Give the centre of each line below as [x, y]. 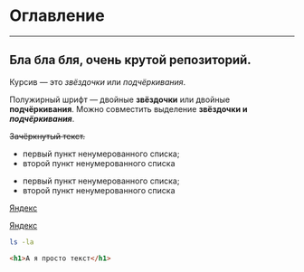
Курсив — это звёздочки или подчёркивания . [98, 81]
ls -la [22, 242]
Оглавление [57, 16]
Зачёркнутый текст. [47, 136]
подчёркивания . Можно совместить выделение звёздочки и [128, 108]
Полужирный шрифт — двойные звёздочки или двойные [120, 99]
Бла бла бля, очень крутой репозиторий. [130, 60]
